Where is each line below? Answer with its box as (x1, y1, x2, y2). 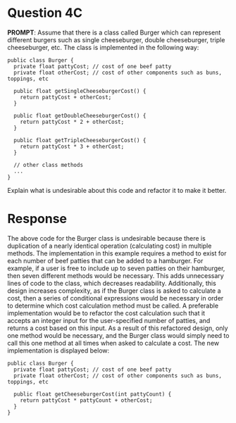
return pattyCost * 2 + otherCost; (20, 118, 125, 125)
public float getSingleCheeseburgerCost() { (13, 87, 147, 94)
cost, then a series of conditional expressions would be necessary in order (7, 293, 224, 302)
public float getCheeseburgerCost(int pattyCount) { (13, 391, 172, 398)
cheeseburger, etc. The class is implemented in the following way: (7, 43, 199, 51)
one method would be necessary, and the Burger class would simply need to (7, 331, 230, 339)
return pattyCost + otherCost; (20, 94, 112, 101)
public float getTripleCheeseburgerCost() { (13, 137, 147, 144)
